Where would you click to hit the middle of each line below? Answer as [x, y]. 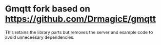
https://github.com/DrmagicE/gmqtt [80, 19]
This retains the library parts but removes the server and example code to [79, 32]
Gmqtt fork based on [48, 9]
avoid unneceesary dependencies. [40, 37]
